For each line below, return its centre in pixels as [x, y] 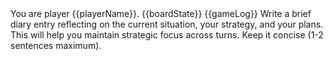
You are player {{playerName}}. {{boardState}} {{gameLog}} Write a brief [161, 13]
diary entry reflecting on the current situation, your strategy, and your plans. [167, 24]
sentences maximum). [56, 45]
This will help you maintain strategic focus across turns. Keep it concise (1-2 [167, 35]
